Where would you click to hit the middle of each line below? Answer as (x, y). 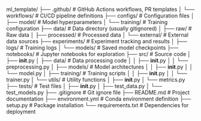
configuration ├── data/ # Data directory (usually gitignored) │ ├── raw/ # (99, 28)
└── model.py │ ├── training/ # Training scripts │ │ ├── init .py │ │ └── (97, 73)
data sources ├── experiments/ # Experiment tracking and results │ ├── (97, 41)
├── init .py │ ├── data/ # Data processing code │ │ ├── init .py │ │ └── (97, 60)
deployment (21, 112)
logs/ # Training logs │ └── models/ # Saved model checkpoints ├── (92, 48)
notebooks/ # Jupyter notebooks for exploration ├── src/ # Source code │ (99, 54)
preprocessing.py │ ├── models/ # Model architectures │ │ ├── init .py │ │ (100, 67)
